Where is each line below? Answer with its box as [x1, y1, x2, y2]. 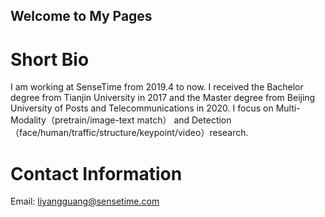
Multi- [275, 102, 301, 114]
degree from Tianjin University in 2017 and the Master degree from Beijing [10, 92, 316, 104]
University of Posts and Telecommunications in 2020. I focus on [10, 102, 274, 114]
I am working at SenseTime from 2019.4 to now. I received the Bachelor [10, 81, 304, 93]
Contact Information [10, 162, 183, 185]
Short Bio [10, 48, 90, 71]
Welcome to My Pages [10, 8, 153, 25]
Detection [191, 114, 232, 126]
